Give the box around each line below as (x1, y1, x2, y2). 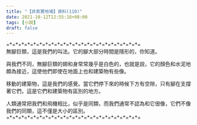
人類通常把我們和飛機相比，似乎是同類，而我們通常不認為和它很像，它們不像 (6, 100, 191, 107)
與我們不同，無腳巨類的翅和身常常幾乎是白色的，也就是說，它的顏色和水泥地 (6, 60, 191, 67)
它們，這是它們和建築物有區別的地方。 (11, 87, 104, 94)
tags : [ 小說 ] (6, 19, 36, 25)
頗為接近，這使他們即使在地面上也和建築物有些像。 (6, 68, 130, 75)
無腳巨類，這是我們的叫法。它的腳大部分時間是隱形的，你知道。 (6, 48, 160, 55)
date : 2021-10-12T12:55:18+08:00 (6, 14, 88, 20)
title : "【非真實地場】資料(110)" (6, 8, 83, 15)
